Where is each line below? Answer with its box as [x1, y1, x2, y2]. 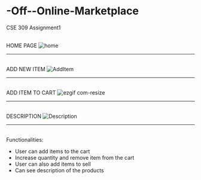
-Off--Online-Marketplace [6, 4, 139, 18]
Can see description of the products [14, 166, 104, 174]
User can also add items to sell [14, 160, 91, 167]
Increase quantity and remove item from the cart [14, 154, 135, 161]
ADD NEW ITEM [6, 65, 46, 72]
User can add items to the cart [14, 148, 90, 155]
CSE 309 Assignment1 [6, 24, 61, 31]
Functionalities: [6, 136, 44, 143]
